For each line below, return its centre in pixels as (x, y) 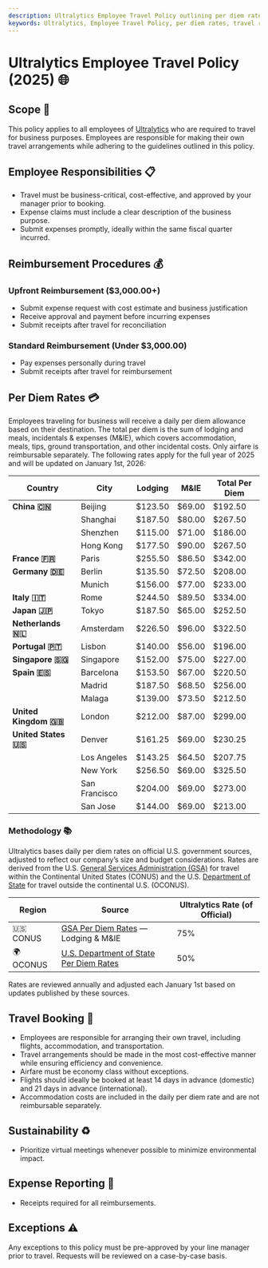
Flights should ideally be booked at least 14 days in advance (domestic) (137, 1080)
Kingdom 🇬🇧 (38, 722)
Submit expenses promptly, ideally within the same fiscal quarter (126, 229)
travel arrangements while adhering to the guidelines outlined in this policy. (132, 146)
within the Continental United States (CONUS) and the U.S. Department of (130, 877)
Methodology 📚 (40, 831)
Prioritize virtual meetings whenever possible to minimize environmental (138, 1150)
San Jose (99, 807)
